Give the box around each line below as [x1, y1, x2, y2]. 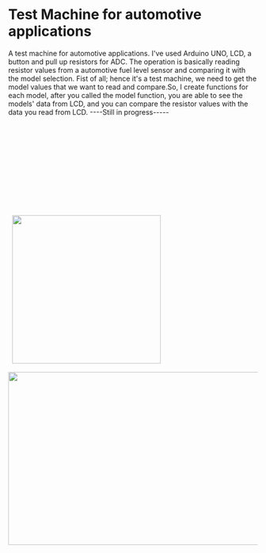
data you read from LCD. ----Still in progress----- [8, 107, 169, 116]
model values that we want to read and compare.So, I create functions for [8, 81, 249, 92]
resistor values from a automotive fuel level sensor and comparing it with [8, 65, 246, 74]
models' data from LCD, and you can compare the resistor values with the [8, 99, 249, 108]
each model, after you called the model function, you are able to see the [8, 90, 243, 100]
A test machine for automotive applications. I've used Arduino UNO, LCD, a [8, 48, 252, 58]
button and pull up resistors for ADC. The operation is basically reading [8, 57, 240, 66]
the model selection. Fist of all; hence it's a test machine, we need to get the [8, 74, 257, 83]
